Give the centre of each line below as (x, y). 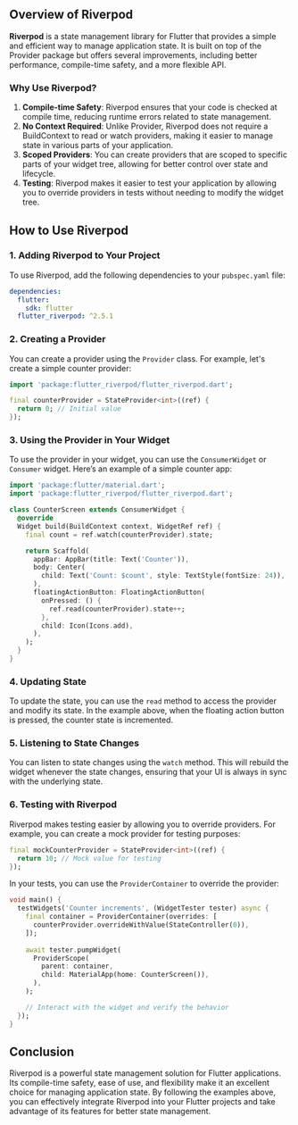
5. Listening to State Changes (74, 743)
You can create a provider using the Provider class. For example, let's (137, 358)
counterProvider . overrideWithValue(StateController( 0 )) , (141, 925)
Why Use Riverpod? (53, 87)
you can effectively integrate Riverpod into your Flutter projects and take (143, 1102)
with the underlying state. (56, 781)
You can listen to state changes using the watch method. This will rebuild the (149, 762)
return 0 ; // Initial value (70, 409)
